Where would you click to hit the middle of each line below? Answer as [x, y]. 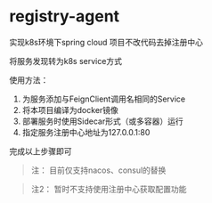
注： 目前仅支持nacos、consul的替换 [98, 170]
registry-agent [65, 16]
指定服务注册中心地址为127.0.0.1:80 [86, 132]
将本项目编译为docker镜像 [70, 110]
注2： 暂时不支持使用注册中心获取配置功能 [109, 189]
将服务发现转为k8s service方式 [66, 61]
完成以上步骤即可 [41, 151]
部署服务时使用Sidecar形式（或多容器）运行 [103, 121]
